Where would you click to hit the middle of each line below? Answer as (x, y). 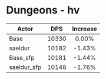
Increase (85, 29)
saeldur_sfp (25, 67)
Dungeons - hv (43, 10)
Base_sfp (22, 57)
